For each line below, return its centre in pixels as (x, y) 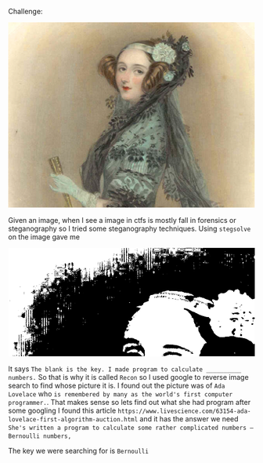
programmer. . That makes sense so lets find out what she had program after (130, 402)
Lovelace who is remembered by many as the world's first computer (121, 394)
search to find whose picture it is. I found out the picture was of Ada (117, 385)
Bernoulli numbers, (40, 436)
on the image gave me (44, 237)
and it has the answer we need (189, 418)
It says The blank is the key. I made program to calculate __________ (125, 369)
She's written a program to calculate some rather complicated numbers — (131, 428)
